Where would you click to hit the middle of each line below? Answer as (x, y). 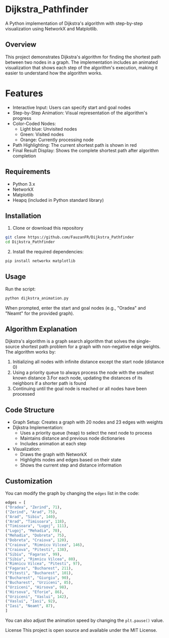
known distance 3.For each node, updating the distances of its (77, 378)
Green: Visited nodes (42, 134)
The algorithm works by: (31, 352)
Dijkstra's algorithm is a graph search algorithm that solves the (70, 341)
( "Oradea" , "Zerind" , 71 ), (34, 507)
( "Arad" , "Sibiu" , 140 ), (31, 517)
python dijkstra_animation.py (37, 298)
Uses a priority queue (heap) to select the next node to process (86, 433)
